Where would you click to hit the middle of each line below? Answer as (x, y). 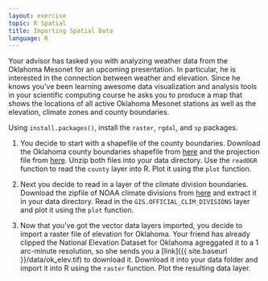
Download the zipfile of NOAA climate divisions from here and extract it (138, 193)
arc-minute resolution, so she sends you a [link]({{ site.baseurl (124, 251)
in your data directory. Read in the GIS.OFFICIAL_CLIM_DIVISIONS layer (135, 202)
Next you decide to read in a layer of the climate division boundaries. (134, 185)
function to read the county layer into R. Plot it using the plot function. (136, 169)
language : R (28, 38)
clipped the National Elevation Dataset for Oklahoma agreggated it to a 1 (139, 242)
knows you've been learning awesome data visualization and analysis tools (133, 87)
